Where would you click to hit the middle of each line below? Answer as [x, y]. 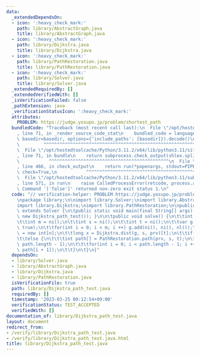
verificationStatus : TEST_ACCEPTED [56, 305]
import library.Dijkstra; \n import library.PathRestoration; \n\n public [106, 205]
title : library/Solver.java [51, 84]
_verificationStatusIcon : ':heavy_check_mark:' [72, 111]
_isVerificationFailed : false [49, 100]
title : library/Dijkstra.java [54, 51]
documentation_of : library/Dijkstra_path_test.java [71, 316]
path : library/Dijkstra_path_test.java [61, 288]
